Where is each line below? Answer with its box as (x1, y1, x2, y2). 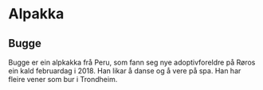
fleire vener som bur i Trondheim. (8, 75, 118, 84)
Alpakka (8, 5, 65, 23)
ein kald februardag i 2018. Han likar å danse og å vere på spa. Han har (8, 66, 241, 76)
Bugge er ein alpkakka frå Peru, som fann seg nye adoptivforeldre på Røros (8, 57, 256, 67)
